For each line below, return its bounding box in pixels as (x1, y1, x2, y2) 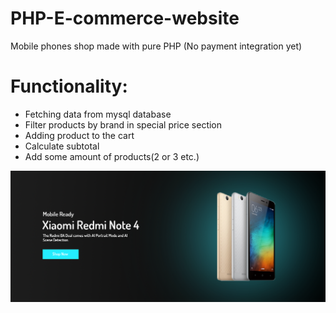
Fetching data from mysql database (24, 108, 172, 120)
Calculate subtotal (24, 140, 100, 152)
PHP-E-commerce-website (10, 7, 240, 30)
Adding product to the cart (24, 129, 135, 141)
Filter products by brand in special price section (24, 118, 223, 131)
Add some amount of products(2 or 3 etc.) (24, 150, 200, 162)
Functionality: (10, 75, 128, 98)
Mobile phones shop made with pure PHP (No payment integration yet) (10, 40, 303, 52)
